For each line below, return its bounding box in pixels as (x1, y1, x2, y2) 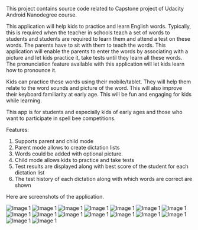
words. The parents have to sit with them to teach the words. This (6, 41, 166, 48)
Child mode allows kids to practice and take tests (14, 157, 135, 163)
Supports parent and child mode (14, 138, 94, 144)
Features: (6, 127, 30, 133)
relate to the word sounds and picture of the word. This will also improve (6, 85, 183, 91)
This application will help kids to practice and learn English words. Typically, (6, 23, 191, 30)
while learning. (6, 97, 43, 104)
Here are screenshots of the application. (6, 193, 105, 200)
